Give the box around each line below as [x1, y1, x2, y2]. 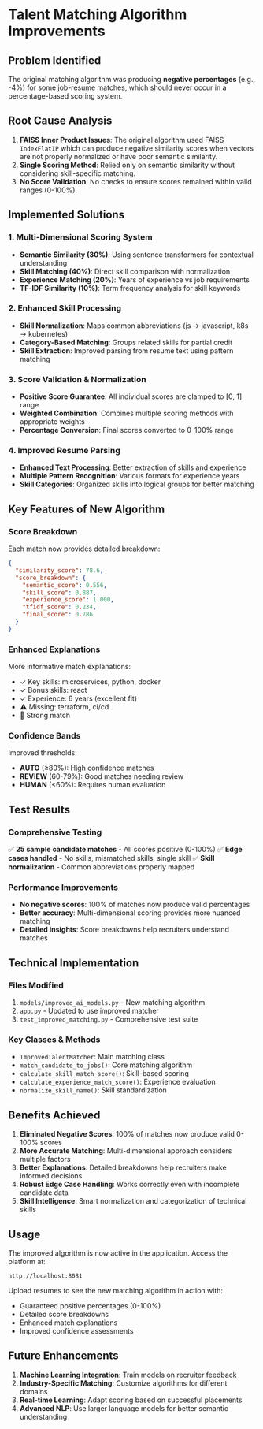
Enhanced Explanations [8, 644, 101, 655]
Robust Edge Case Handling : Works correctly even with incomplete [19, 1180, 240, 1189]
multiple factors [19, 1155, 71, 1164]
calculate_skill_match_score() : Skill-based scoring [19, 1069, 189, 1078]
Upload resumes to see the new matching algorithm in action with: [8, 1286, 223, 1296]
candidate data [19, 1188, 69, 1197]
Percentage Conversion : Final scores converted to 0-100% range [19, 426, 234, 435]
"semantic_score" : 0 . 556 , [22, 581, 108, 589]
